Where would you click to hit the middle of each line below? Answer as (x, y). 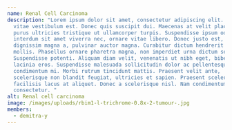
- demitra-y (31, 116)
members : (20, 109)
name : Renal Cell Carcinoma (48, 13)
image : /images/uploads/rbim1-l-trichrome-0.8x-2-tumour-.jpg (98, 103)
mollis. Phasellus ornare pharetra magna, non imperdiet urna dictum (115, 52)
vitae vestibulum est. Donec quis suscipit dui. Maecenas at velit (113, 26)
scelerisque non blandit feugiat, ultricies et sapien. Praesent (109, 77)
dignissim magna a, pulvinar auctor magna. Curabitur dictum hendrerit (119, 45)
